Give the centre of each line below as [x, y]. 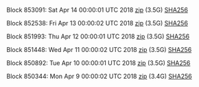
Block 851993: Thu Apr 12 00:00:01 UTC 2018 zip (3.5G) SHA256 [98, 36]
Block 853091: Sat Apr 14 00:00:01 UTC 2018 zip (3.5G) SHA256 [97, 10]
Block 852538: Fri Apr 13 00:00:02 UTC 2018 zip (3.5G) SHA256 [97, 23]
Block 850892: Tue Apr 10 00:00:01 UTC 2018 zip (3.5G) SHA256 [98, 63]
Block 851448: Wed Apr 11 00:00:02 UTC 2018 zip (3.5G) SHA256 [99, 50]
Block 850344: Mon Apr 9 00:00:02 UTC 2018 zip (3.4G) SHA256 [99, 76]
